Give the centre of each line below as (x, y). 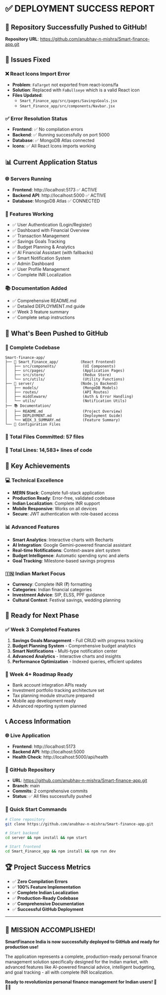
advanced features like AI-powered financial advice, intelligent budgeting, (80, 967)
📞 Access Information (38, 721)
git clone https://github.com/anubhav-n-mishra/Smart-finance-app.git (79, 824)
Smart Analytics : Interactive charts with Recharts (63, 540)
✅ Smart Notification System (41, 258)
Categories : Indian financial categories (52, 590)
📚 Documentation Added (36, 288)
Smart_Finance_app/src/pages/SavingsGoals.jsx (68, 101)
